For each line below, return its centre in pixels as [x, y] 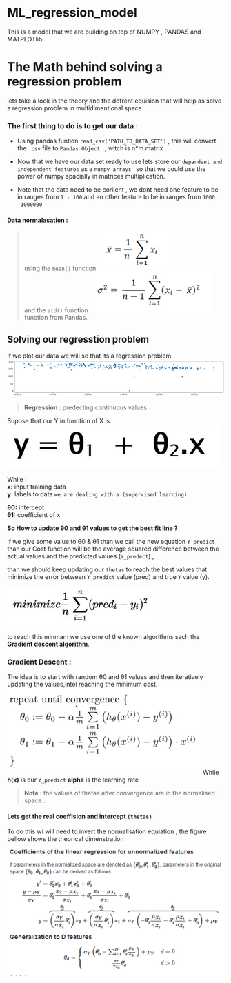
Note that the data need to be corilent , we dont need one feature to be [118, 190]
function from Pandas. [56, 318]
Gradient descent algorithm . [48, 644]
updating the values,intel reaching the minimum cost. [82, 684]
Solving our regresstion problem [78, 339]
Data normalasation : [38, 220]
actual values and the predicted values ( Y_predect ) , [81, 556]
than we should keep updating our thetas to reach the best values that [107, 569]
